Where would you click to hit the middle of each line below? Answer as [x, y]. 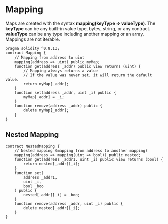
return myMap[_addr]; [46, 84]
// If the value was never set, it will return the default [88, 75]
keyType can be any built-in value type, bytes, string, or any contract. [78, 28]
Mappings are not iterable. [33, 39]
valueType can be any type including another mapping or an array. [75, 34]
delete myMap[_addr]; [46, 110]
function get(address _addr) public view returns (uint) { [78, 66]
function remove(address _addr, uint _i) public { [69, 204]
